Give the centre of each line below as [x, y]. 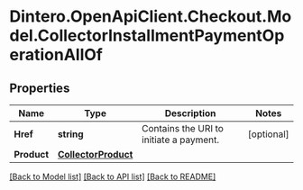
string [70, 134]
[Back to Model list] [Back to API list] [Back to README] [113, 176]
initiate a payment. [180, 140]
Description [190, 113]
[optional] [268, 134]
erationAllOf [56, 55]
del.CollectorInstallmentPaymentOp [147, 36]
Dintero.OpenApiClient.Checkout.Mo [151, 17]
